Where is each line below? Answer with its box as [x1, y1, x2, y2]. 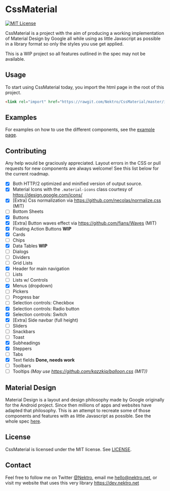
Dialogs [12, 248, 29, 254]
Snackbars [12, 328, 35, 334]
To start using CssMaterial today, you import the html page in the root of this [5, 84, 164, 90]
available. [5, 56, 25, 62]
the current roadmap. [5, 171, 50, 177]
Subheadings [12, 340, 40, 346]
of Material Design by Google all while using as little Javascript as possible [5, 35, 161, 41]
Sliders [12, 323, 27, 329]
